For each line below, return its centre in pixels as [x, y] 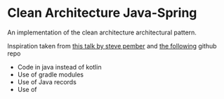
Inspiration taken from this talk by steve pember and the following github [112, 46]
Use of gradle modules [51, 74]
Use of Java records [47, 81]
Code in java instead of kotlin [59, 67]
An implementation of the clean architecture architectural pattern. [102, 32]
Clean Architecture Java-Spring [102, 13]
